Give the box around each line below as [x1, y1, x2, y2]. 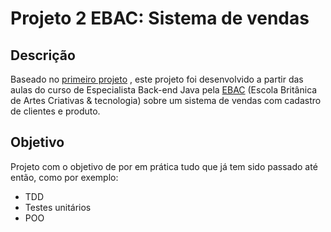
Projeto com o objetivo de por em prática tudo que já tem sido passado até [10, 160, 318, 172]
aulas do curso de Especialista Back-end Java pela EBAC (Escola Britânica [10, 84, 318, 96]
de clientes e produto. [10, 105, 101, 117]
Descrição [10, 47, 76, 64]
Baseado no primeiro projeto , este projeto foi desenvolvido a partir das [10, 73, 304, 85]
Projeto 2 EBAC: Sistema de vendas [10, 7, 310, 30]
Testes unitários [24, 201, 92, 213]
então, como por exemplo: [10, 171, 119, 183]
